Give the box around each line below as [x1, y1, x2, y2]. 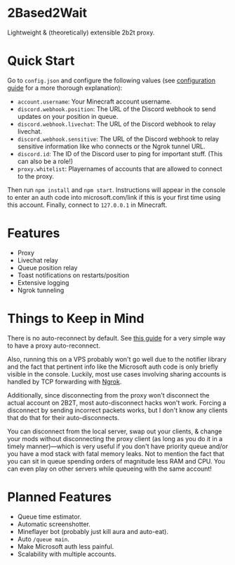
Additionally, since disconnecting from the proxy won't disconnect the [7, 391, 210, 399]
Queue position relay [17, 263, 78, 272]
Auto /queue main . [17, 535, 70, 543]
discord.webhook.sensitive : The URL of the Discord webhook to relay [17, 134, 220, 143]
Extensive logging [17, 278, 69, 286]
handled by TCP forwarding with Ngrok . [7, 377, 122, 386]
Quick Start [7, 53, 75, 69]
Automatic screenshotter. [17, 519, 91, 528]
